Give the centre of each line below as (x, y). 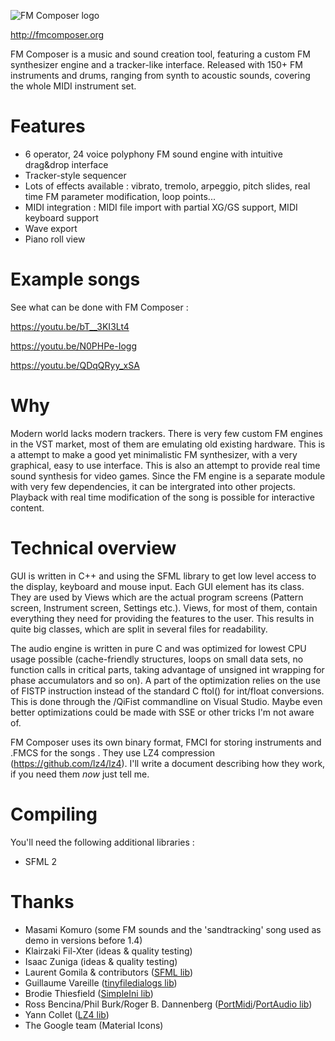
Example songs (75, 279)
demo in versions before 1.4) (83, 940)
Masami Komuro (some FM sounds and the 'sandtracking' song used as (173, 929)
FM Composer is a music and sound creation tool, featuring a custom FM (160, 54)
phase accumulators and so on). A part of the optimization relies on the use (165, 680)
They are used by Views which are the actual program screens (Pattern (157, 597)
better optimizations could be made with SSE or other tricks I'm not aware (162, 712)
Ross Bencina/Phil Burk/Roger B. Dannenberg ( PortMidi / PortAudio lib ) (168, 1004)
